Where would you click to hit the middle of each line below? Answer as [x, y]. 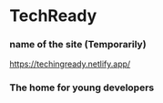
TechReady [53, 16]
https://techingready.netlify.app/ [70, 64]
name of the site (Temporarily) [78, 45]
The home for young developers [82, 88]
